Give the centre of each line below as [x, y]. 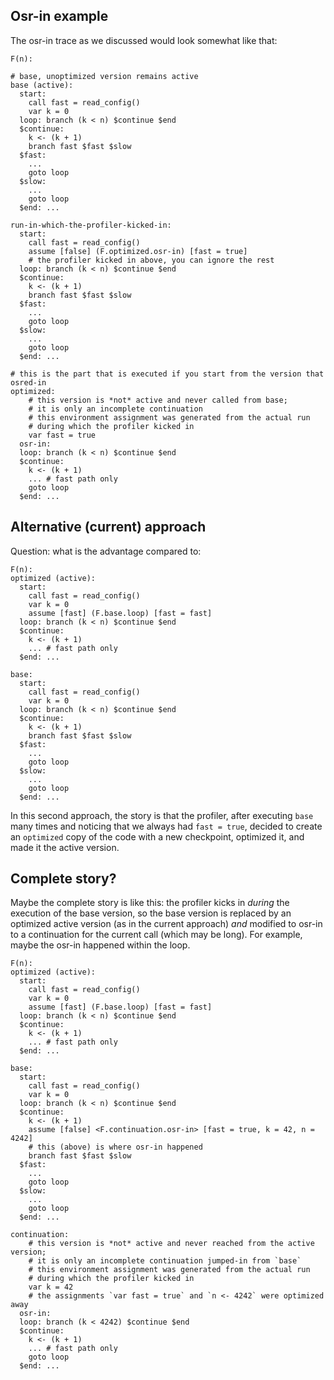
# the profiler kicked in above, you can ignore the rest [151, 260]
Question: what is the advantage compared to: [106, 551]
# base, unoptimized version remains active [104, 76]
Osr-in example [59, 16]
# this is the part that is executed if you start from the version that [167, 374]
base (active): [42, 85]
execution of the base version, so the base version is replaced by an [151, 913]
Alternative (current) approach [108, 527]
